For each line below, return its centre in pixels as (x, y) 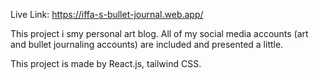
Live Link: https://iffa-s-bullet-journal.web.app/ (107, 14)
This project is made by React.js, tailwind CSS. (106, 63)
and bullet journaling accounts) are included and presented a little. (147, 44)
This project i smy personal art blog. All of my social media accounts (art (159, 33)
